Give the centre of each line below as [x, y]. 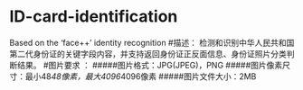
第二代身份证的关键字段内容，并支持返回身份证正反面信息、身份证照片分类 [148, 54]
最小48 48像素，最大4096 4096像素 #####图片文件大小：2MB [141, 76]
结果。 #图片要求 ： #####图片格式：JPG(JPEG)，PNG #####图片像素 [150, 65]
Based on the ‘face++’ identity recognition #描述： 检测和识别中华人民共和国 [152, 42]
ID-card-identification [94, 17]
